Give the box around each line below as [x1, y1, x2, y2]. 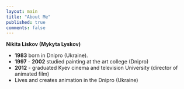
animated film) [14, 70, 50, 77]
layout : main [6, 8, 38, 15]
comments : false [6, 24, 46, 31]
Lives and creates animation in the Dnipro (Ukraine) [14, 77, 138, 84]
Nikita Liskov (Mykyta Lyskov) [6, 41, 81, 48]
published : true [6, 19, 46, 25]
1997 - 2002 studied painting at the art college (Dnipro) [14, 58, 149, 65]
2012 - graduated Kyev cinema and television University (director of [14, 65, 178, 72]
